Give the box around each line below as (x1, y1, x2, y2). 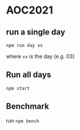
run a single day (6, 27, 65, 37)
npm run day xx (6, 42, 43, 48)
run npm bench (6, 117, 40, 124)
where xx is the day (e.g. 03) (6, 53, 75, 59)
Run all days (6, 70, 51, 80)
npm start (6, 85, 30, 91)
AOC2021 (6, 4, 54, 17)
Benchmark (6, 101, 50, 112)
